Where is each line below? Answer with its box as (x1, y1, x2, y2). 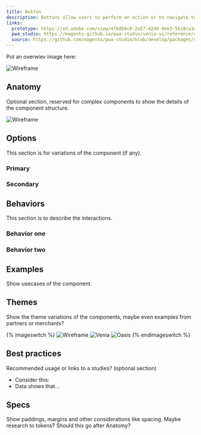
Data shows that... (14, 382, 60, 389)
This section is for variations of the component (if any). (6, 149, 142, 156)
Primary (6, 164, 30, 173)
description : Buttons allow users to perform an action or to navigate (6, 14, 188, 20)
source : (11, 37, 31, 43)
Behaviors (6, 198, 45, 209)
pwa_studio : (11, 31, 42, 37)
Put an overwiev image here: (6, 53, 77, 60)
